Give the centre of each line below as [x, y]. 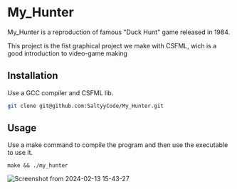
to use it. [20, 153]
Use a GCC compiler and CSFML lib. [60, 92]
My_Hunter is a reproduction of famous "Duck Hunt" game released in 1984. [119, 32]
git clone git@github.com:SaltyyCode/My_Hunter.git [85, 106]
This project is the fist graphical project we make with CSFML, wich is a [112, 45]
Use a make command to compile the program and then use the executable [118, 145]
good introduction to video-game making [68, 53]
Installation [33, 76]
